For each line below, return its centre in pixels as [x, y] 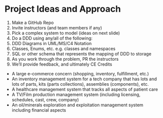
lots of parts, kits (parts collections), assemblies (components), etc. [80, 84]
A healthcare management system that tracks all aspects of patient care [85, 89]
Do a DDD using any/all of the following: [52, 38]
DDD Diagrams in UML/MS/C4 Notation [52, 43]
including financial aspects [39, 110]
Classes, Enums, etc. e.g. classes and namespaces [64, 48]
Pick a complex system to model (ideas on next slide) [66, 33]
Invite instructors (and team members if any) [57, 27]
